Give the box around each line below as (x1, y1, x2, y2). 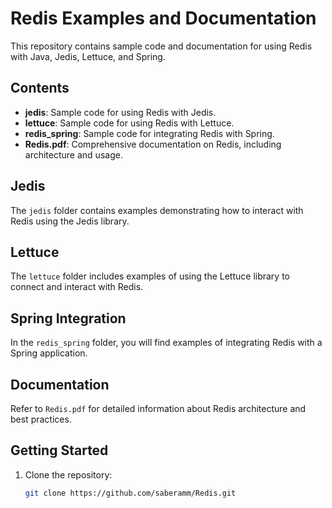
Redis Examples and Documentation (10, 7, 317, 30)
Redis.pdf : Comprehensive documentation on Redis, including (24, 138, 282, 150)
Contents (10, 80, 70, 97)
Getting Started (10, 442, 109, 459)
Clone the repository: (24, 468, 113, 481)
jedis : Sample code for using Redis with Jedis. (24, 106, 217, 118)
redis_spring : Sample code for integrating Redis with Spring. (24, 127, 275, 139)
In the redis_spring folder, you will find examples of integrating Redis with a (10, 337, 323, 349)
